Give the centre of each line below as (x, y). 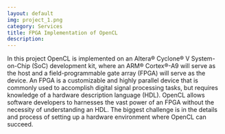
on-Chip (19, 66)
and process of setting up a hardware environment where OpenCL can (107, 117)
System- (203, 58)
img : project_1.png (35, 20)
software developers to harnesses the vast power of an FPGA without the (111, 102)
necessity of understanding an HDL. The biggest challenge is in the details (113, 110)
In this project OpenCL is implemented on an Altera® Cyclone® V (98, 58)
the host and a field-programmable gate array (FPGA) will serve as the (106, 74)
